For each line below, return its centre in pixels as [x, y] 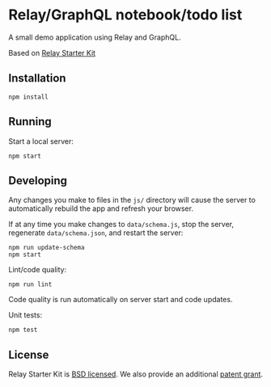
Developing [38, 181]
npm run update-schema [47, 248]
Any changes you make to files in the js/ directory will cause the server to [132, 200]
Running [30, 122]
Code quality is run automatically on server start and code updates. [121, 300]
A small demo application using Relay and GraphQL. [95, 37]
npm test [23, 330]
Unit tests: [25, 315]
